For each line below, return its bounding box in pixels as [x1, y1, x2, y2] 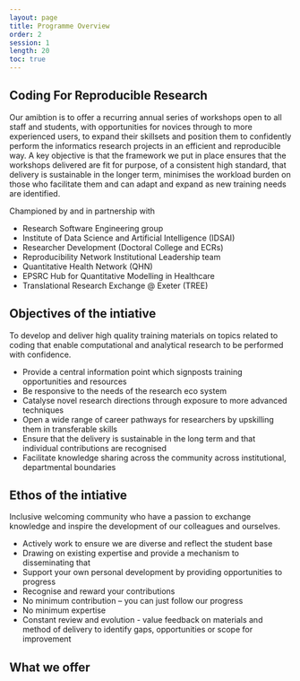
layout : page [9, 13, 58, 22]
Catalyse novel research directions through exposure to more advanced [21, 395, 288, 406]
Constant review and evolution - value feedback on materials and [21, 615, 263, 625]
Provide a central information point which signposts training [21, 366, 243, 377]
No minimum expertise [21, 605, 106, 616]
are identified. [9, 188, 61, 198]
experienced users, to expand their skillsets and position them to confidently [9, 131, 292, 142]
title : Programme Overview [9, 22, 110, 31]
